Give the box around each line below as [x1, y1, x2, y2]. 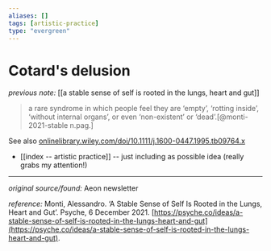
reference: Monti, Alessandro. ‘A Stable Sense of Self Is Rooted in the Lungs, [8, 199, 263, 209]
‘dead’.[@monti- [194, 112, 248, 121]
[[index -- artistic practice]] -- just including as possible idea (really [19, 152, 244, 162]
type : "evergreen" [8, 27, 70, 35]
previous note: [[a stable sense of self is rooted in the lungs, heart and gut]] [8, 88, 260, 97]
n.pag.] [69, 121, 94, 130]
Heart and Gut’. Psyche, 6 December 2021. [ [8, 208, 155, 217]
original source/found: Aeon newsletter [8, 183, 139, 193]
